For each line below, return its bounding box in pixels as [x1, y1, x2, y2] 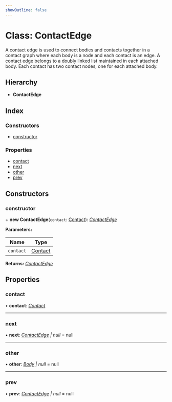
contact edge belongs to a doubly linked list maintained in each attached [5, 58, 159, 64]
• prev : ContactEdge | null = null [5, 390, 74, 396]
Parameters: [5, 227, 32, 233]
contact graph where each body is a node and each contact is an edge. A [5, 52, 160, 58]
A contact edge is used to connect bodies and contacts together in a [5, 47, 150, 53]
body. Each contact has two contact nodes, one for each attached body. [5, 63, 158, 69]
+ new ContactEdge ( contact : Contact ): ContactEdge [5, 216, 117, 223]
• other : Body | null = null [5, 361, 59, 368]
